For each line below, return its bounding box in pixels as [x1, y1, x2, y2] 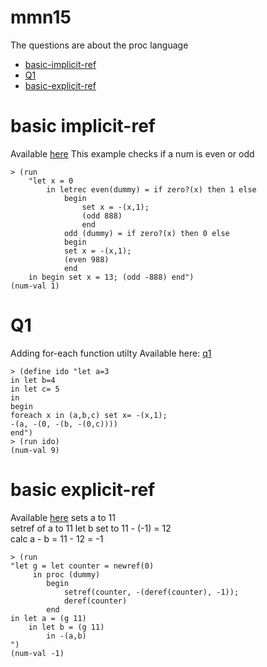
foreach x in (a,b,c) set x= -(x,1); [10, 410, 168, 420]
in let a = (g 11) [10, 613, 87, 623]
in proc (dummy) [32, 569, 101, 580]
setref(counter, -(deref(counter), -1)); [63, 587, 240, 597]
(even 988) [63, 254, 110, 265]
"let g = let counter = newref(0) [10, 561, 155, 571]
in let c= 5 [10, 384, 60, 394]
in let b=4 [10, 375, 56, 385]
